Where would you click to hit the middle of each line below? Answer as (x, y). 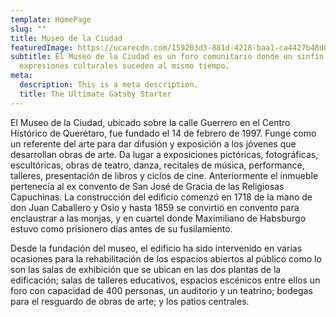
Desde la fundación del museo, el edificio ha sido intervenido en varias (156, 248)
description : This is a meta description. (109, 85)
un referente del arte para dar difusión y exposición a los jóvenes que (153, 143)
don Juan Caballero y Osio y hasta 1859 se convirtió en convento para (155, 207)
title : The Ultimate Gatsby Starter (95, 94)
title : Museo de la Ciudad (66, 38)
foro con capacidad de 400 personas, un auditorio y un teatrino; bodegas (161, 290)
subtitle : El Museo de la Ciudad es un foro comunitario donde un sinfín (167, 57)
